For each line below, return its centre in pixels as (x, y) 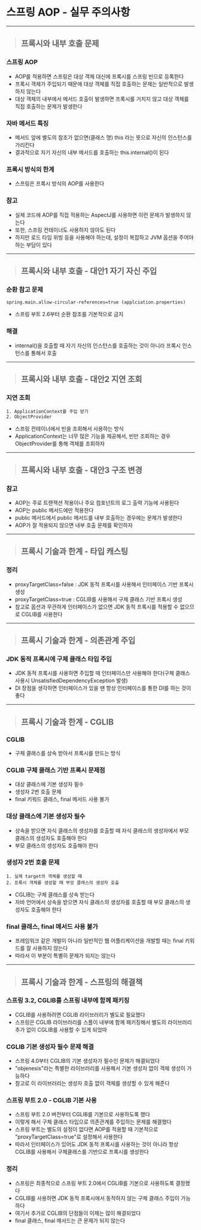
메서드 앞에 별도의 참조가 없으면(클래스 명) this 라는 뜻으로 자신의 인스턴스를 (103, 137)
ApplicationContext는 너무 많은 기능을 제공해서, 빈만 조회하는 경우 (92, 436)
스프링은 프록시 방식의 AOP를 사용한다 (60, 184)
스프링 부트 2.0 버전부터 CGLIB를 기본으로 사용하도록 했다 (83, 1114)
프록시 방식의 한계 (31, 169)
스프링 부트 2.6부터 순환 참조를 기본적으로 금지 (69, 314)
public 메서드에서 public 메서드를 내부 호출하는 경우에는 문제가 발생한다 (98, 517)
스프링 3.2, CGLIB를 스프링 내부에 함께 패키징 (68, 1001)
